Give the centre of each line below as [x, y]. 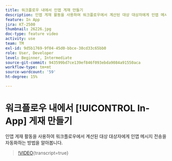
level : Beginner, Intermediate [39, 58]
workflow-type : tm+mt [28, 67]
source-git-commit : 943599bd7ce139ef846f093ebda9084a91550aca [73, 63]
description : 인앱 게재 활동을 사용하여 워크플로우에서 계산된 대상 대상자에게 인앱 [82, 15]
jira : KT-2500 [20, 24]
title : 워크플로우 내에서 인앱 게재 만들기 [44, 10]
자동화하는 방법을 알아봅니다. [34, 143]
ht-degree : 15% [21, 77]
